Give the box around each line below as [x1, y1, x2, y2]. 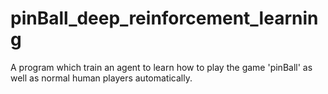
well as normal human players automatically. [10, 72, 193, 84]
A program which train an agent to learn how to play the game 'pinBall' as [10, 61, 313, 73]
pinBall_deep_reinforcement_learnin [10, 7, 319, 30]
